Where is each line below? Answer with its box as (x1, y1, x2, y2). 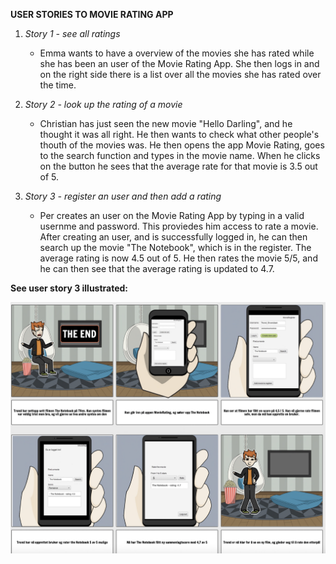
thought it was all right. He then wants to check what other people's (39, 129, 320, 140)
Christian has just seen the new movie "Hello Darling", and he (39, 118, 293, 129)
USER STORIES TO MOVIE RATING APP (10, 9, 174, 20)
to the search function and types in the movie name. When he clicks (39, 150, 321, 161)
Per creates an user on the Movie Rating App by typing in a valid (39, 210, 305, 221)
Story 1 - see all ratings (24, 28, 121, 39)
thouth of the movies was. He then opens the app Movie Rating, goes (39, 139, 325, 151)
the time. (39, 79, 77, 91)
